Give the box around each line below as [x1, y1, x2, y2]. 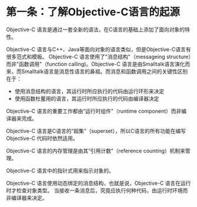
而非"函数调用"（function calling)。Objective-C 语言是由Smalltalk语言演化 [6, 60, 185, 68]
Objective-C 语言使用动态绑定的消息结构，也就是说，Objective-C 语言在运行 [6, 179, 191, 186]
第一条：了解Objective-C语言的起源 [6, 5, 181, 19]
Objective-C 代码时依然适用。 [6, 135, 78, 142]
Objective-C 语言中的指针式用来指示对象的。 [6, 167, 115, 174]
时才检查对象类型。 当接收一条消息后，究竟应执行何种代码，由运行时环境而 [6, 186, 188, 194]
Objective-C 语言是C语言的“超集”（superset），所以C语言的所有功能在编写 [6, 127, 186, 134]
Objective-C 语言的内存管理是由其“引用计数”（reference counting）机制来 [6, 147, 185, 154]
